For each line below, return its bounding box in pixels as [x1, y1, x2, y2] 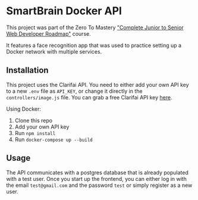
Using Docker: [6, 105, 42, 112]
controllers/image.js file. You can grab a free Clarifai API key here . [6, 93, 172, 101]
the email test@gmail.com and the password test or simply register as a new [6, 182, 193, 189]
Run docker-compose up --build [14, 136, 93, 143]
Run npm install [14, 129, 56, 136]
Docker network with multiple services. [6, 48, 102, 55]
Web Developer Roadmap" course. [6, 30, 91, 37]
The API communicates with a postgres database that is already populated [6, 168, 188, 176]
